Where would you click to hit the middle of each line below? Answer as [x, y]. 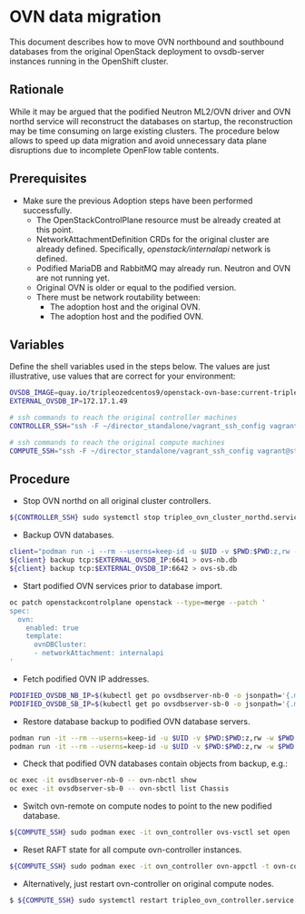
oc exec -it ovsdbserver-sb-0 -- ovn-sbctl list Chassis [119, 789]
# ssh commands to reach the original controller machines [123, 418]
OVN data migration [85, 17]
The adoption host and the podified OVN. [127, 316]
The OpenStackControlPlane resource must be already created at [158, 220]
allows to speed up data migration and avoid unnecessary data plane [138, 140]
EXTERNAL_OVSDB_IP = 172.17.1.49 [69, 401]
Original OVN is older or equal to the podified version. [136, 287]
